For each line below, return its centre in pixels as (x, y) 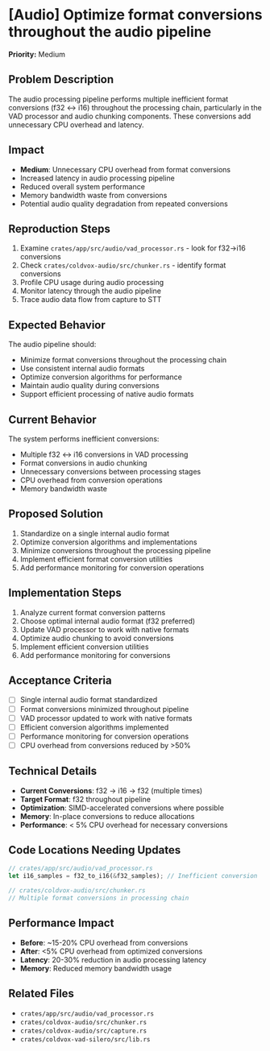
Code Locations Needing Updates (95, 850)
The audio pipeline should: (52, 345)
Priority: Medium (37, 54)
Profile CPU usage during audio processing (92, 283)
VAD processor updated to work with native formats (106, 718)
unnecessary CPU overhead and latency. (76, 124)
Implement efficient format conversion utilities (96, 559)
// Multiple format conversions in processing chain (99, 898)
